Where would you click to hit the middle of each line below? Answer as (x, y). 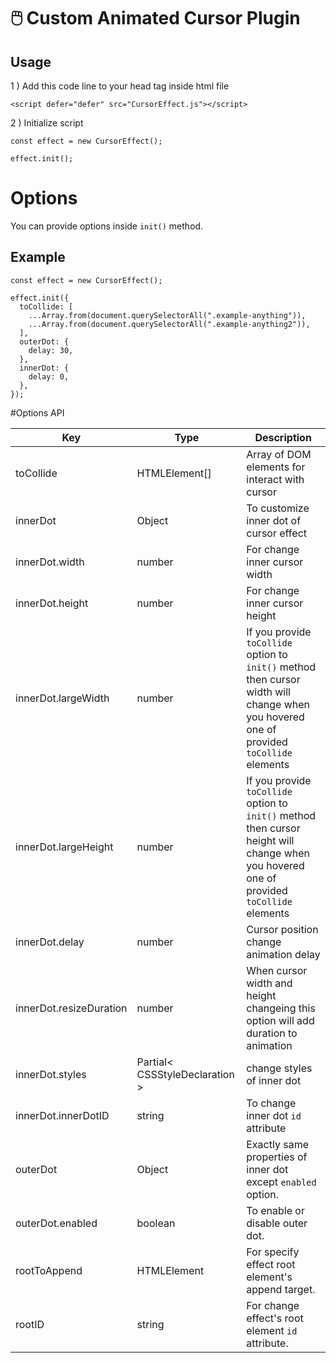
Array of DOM (279, 454)
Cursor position (282, 929)
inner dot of (274, 520)
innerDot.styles (51, 1074)
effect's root (275, 1318)
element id (272, 1330)
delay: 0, (49, 376)
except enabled (281, 1182)
